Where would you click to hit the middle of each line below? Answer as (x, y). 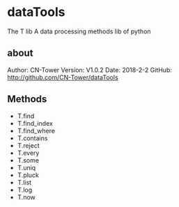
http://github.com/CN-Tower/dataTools (63, 77)
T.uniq (26, 167)
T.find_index (35, 123)
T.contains (32, 138)
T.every (28, 153)
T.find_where (36, 131)
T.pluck (28, 175)
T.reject (28, 145)
